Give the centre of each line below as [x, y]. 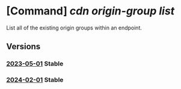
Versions [23, 47]
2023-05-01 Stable [35, 64]
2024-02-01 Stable [35, 80]
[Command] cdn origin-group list [91, 11]
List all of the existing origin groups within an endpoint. [74, 28]
